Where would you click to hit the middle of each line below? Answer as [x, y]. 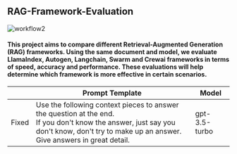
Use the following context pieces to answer [107, 105]
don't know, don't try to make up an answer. [109, 131]
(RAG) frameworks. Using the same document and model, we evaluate [112, 52]
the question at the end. [75, 114]
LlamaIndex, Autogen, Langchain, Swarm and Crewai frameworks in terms [119, 60]
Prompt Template [112, 93]
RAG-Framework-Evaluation [71, 12]
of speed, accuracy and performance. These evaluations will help [105, 67]
